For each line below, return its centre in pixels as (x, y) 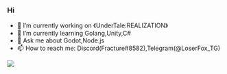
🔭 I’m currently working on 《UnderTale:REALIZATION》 (93, 25)
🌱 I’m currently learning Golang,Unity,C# (74, 34)
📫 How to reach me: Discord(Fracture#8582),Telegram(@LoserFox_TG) (119, 48)
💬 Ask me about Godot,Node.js (61, 40)
